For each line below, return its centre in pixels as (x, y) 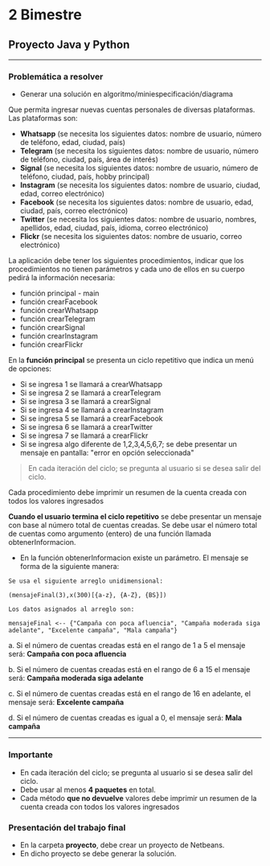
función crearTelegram (57, 319)
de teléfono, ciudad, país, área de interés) (89, 159)
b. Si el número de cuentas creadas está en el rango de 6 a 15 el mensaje (129, 670)
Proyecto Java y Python (69, 45)
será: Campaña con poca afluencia (67, 654)
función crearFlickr (51, 344)
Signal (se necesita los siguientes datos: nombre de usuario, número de (139, 168)
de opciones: (30, 369)
